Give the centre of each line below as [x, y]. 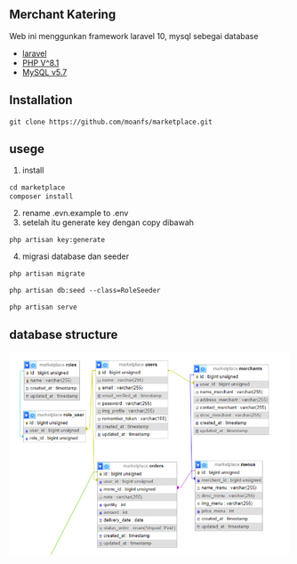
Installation [41, 100]
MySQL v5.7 [44, 72]
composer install [41, 197]
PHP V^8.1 [40, 62]
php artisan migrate [48, 274]
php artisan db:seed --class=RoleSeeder [85, 291]
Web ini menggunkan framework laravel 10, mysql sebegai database [134, 36]
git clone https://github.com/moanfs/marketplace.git [111, 122]
